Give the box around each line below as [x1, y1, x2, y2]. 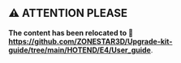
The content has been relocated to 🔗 [8, 27, 134, 37]
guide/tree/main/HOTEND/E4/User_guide [8, 44, 152, 55]
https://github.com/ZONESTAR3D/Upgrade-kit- [8, 36, 173, 46]
